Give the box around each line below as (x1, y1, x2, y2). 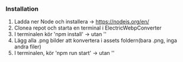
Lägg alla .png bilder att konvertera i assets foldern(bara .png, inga (14, 37, 177, 44)
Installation (5, 5, 39, 13)
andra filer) (14, 43, 42, 50)
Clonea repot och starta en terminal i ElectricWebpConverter (14, 24, 162, 31)
